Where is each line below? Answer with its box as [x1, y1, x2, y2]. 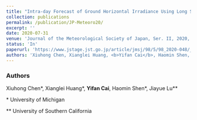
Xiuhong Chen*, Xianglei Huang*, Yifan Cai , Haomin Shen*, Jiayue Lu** [6, 84, 178, 91]
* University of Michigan [6, 96, 65, 103]
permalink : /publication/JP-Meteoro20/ [6, 19, 104, 25]
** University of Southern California [6, 107, 92, 114]
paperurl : [6, 47, 30, 53]
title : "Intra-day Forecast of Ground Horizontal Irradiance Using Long [6, 8, 188, 15]
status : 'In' [6, 42, 38, 47]
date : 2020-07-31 [6, 30, 49, 36]
